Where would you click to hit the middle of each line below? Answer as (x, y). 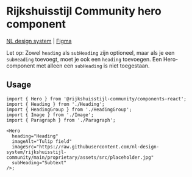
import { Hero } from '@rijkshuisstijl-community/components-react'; (97, 99)
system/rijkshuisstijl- (37, 152)
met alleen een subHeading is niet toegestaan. (93, 66)
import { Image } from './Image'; (50, 115)
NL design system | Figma (39, 41)
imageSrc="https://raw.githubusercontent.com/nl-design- (86, 147)
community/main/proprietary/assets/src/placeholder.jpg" (80, 157)
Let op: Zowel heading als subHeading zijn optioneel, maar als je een (91, 52)
